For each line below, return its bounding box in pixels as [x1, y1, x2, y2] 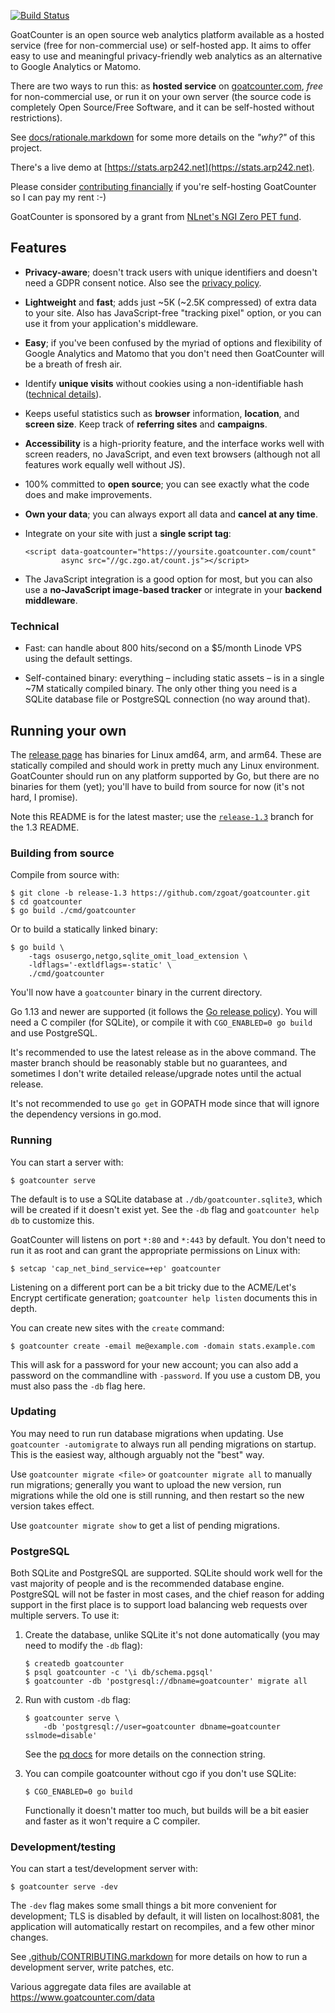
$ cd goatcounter [10, 897, 83, 907]
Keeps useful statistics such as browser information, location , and [24, 407, 300, 419]
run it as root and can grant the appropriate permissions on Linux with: [10, 1244, 301, 1256]
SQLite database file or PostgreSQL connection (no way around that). [24, 693, 311, 705]
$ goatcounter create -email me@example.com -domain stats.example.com [10, 1341, 315, 1351]
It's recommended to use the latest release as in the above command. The [10, 1046, 317, 1059]
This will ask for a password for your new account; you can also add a [10, 1358, 299, 1370]
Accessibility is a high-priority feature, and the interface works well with [24, 437, 325, 449]
